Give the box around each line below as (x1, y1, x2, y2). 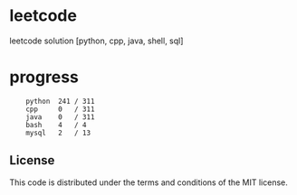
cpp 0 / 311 (25, 105, 95, 114)
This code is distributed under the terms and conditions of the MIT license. (9, 177, 288, 188)
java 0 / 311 (25, 112, 95, 122)
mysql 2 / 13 (25, 128, 91, 137)
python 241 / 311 (25, 97, 95, 106)
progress (9, 67, 79, 88)
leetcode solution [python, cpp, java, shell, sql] (9, 35, 184, 46)
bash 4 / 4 (25, 120, 88, 129)
